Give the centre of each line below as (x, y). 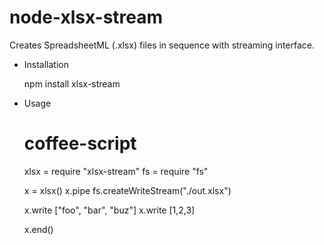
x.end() (38, 229)
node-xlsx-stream (86, 17)
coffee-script (80, 143)
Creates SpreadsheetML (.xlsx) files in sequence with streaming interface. (162, 45)
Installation (46, 64)
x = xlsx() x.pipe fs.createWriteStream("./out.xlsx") (127, 190)
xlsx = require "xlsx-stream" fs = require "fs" (116, 171)
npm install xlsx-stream (72, 83)
